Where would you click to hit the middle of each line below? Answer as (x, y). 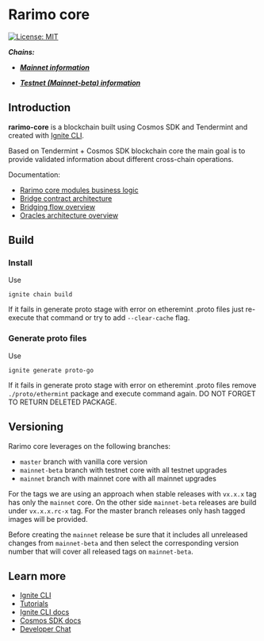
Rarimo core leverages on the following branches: (90, 446)
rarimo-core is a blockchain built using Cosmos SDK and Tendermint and (128, 127)
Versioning (36, 427)
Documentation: (34, 174)
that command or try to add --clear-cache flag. (113, 318)
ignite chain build (40, 295)
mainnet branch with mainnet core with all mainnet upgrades (118, 478)
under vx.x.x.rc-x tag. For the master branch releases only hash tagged (127, 511)
